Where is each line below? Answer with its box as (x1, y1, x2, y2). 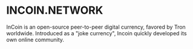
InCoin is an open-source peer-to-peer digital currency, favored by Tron (6, 23, 186, 30)
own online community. (6, 36, 65, 43)
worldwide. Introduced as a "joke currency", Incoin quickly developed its (6, 29, 187, 36)
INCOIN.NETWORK (6, 4, 103, 17)
